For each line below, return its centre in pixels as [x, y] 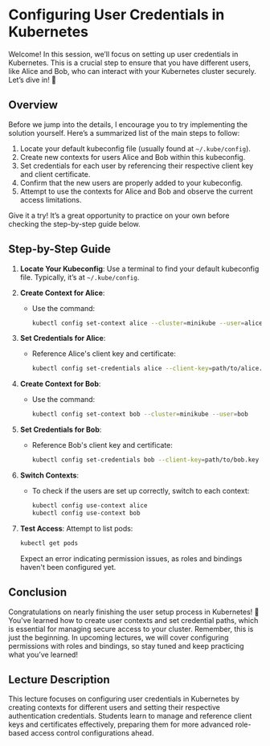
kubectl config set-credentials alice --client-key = [122, 369]
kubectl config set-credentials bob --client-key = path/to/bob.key [145, 460]
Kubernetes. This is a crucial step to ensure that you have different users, [130, 63]
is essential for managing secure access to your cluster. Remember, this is [131, 629]
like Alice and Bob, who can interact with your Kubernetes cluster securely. [133, 71]
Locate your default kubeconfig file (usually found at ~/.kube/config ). [135, 148]
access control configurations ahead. [92, 733]
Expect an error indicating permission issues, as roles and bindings [131, 558]
